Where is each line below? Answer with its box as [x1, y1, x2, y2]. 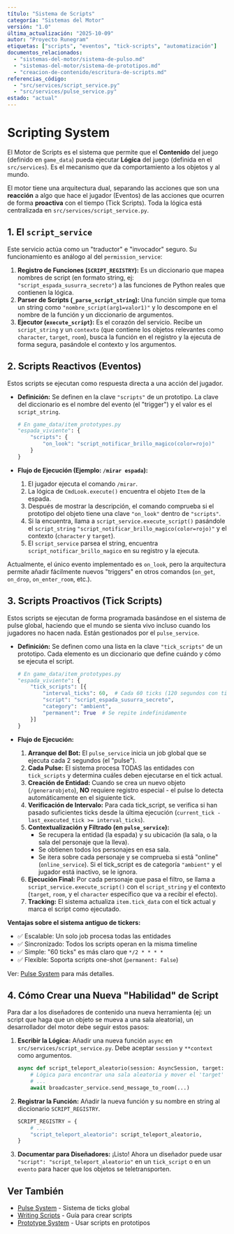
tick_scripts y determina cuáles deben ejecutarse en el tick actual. [27, 770, 224, 780]
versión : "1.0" [7, 23, 52, 30]
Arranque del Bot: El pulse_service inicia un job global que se [27, 749, 207, 757]
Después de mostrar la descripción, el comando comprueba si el [27, 501, 214, 510]
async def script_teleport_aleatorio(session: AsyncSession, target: [17, 1065, 225, 1072]
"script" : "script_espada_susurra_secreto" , [43, 696, 175, 703]
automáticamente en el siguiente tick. [27, 793, 136, 801]
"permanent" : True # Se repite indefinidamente [43, 709, 187, 717]
